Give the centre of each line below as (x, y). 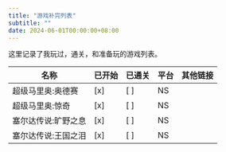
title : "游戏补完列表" (42, 16)
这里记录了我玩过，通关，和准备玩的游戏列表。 (85, 54)
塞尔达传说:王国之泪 (49, 136)
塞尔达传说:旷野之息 (49, 121)
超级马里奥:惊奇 (41, 106)
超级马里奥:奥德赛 (45, 91)
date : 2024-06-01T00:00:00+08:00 (64, 30)
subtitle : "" (30, 23)
